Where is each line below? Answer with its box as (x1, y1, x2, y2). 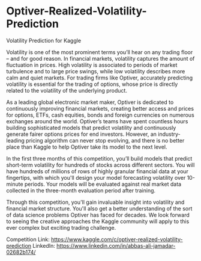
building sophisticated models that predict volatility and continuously (6, 124, 176, 131)
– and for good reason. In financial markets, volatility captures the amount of (6, 55, 195, 62)
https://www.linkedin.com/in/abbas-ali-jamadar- (56, 242, 176, 249)
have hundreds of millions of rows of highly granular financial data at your (6, 167, 189, 175)
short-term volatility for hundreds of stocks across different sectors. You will (6, 161, 195, 168)
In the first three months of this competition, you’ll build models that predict (6, 155, 193, 162)
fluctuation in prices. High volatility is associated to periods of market (6, 61, 178, 69)
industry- (158, 130, 181, 138)
